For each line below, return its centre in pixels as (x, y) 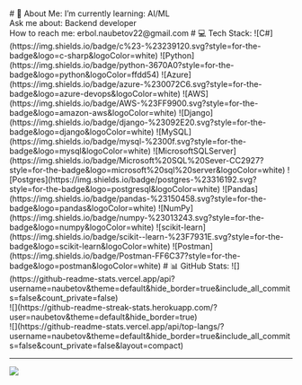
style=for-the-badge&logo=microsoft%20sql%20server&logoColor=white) (147, 170)
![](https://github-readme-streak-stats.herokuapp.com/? (113, 307)
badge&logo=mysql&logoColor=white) (80, 151)
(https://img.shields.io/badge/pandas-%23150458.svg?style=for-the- (138, 198)
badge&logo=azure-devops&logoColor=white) (95, 93)
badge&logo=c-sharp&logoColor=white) (84, 55)
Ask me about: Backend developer (73, 22)
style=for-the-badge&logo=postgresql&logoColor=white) (115, 188)
